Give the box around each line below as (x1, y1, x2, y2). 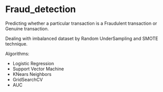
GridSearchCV (12, 76, 43, 82)
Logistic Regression (12, 60, 54, 66)
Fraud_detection (5, 4, 76, 15)
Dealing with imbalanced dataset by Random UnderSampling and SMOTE (5, 35, 158, 41)
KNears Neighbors (12, 71, 52, 77)
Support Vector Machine (12, 66, 64, 72)
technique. (5, 40, 28, 47)
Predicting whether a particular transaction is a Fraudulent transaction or (5, 20, 157, 26)
